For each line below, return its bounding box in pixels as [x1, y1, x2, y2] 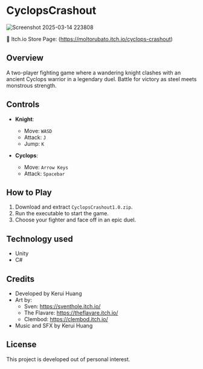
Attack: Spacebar [24, 170, 65, 177]
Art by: [14, 296, 32, 303]
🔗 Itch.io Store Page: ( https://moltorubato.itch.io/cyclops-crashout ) [6, 35, 173, 42]
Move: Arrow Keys [24, 163, 68, 171]
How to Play [6, 187, 53, 197]
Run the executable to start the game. [14, 210, 109, 217]
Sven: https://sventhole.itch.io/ [24, 303, 101, 310]
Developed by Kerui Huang [14, 290, 82, 297]
